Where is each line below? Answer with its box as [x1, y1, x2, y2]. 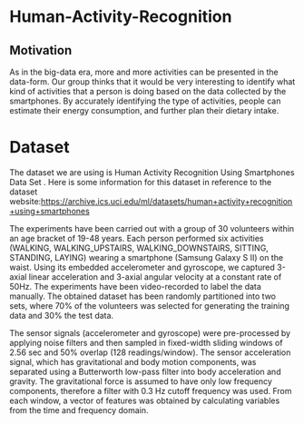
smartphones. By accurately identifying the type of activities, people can [9, 95, 281, 106]
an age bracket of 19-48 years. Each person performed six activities [9, 232, 264, 243]
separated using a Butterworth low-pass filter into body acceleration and [9, 366, 281, 377]
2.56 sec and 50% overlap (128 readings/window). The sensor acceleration [9, 347, 291, 358]
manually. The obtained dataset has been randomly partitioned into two [9, 291, 277, 301]
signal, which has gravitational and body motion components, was [9, 356, 257, 367]
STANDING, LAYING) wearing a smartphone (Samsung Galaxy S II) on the [9, 252, 284, 262]
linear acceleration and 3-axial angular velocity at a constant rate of [28, 271, 282, 282]
